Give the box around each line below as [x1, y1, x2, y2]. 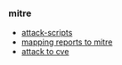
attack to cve [20, 46, 69, 57]
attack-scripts [20, 28, 73, 38]
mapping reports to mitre [20, 37, 113, 47]
